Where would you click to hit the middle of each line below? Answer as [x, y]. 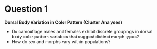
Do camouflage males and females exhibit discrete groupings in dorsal [82, 31]
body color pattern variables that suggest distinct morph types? [75, 37]
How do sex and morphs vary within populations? [61, 41]
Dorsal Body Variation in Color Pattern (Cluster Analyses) [63, 22]
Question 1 [26, 9]
